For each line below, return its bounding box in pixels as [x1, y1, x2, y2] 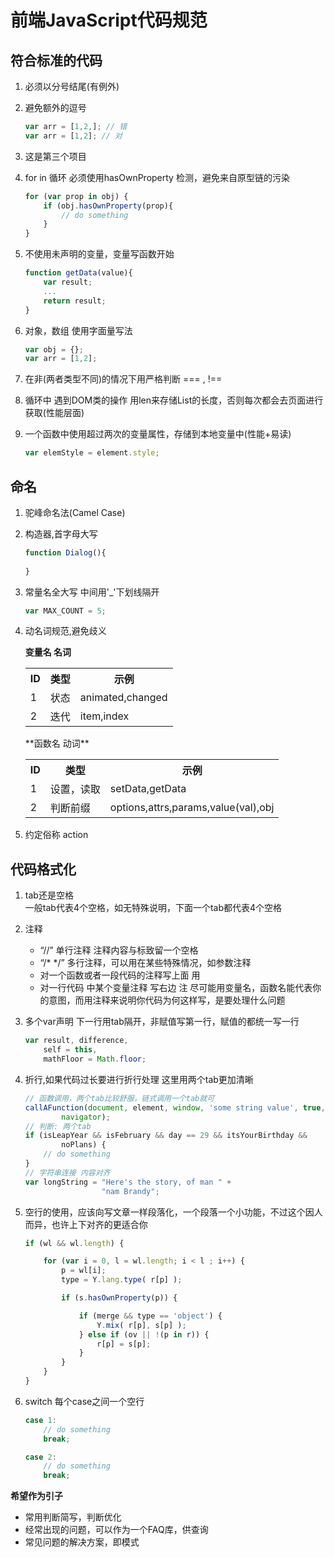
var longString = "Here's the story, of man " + [24, 1177, 232, 1187]
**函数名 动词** [24, 737, 90, 750]
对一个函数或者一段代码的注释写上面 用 [39, 969, 201, 981]
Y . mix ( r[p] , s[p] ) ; [96, 1320, 187, 1330]
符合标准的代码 [10, 52, 103, 69]
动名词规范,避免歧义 [24, 625, 107, 637]
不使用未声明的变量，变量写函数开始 [24, 248, 175, 260]
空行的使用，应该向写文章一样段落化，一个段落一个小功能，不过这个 [24, 1206, 306, 1218]
